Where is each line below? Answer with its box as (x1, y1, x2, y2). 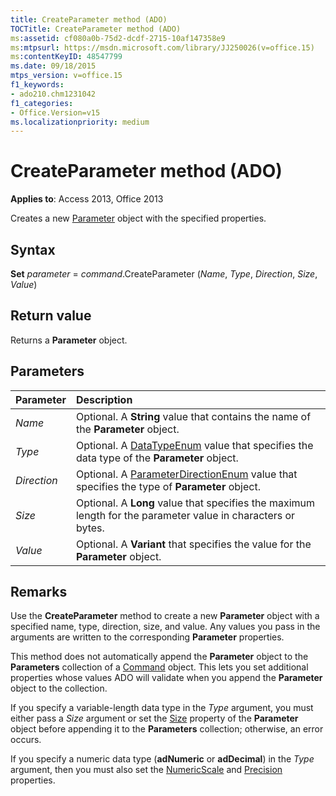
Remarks (10, 584, 68, 601)
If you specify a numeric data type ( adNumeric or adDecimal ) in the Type (10, 753, 315, 765)
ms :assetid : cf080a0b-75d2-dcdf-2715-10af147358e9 (10, 33, 226, 43)
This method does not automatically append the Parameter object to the (10, 651, 309, 663)
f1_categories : (10, 98, 74, 108)
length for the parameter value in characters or (75, 508, 296, 522)
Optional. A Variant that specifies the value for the (75, 537, 312, 551)
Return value (10, 307, 92, 325)
